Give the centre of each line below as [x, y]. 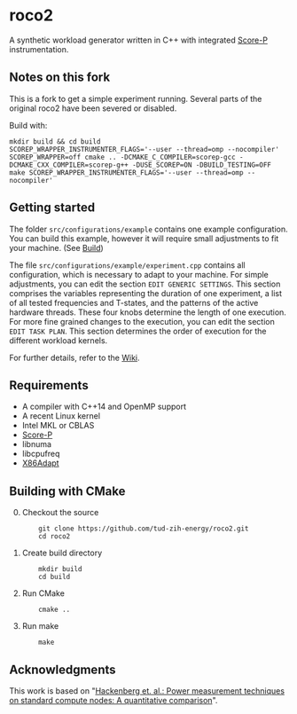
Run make [40, 626]
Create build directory [62, 553]
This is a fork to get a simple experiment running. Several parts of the [136, 98]
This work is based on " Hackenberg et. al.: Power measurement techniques [147, 691]
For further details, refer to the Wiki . [74, 357]
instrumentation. [39, 49]
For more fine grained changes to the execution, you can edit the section [142, 321]
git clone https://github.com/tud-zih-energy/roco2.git [144, 529]
